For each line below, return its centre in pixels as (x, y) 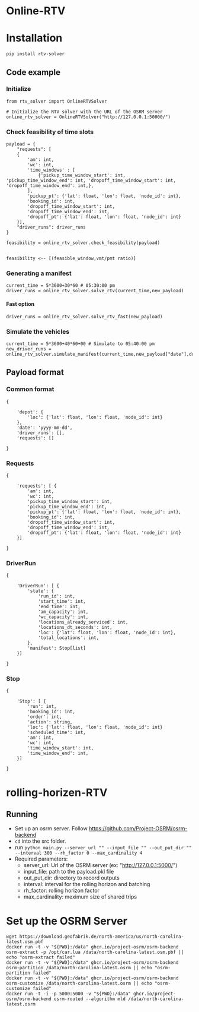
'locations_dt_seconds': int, (75, 628)
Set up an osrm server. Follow (51, 828)
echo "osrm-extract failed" (41, 957)
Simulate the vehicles (38, 331)
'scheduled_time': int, (57, 733)
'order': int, (45, 717)
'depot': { (30, 412)
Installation (34, 38)
